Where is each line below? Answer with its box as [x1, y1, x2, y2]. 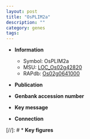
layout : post [6, 8, 38, 15]
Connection [14, 115, 44, 123]
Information [14, 46, 44, 53]
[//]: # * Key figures [6, 127, 53, 134]
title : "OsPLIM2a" [6, 14, 51, 20]
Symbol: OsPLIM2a [23, 58, 69, 65]
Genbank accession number [14, 93, 84, 100]
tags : [6, 30, 19, 36]
